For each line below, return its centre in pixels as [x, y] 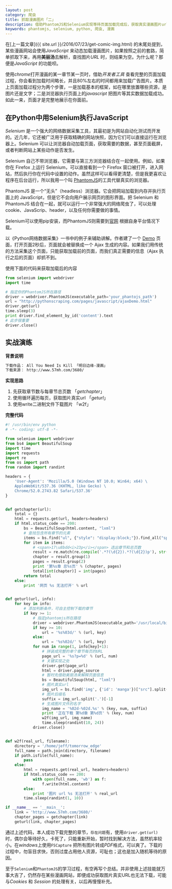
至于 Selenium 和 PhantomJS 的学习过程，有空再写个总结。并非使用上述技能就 [83, 869]
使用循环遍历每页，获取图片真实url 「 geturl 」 [60, 398]
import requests [23, 453]
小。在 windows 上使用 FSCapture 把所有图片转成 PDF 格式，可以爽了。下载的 [84, 845]
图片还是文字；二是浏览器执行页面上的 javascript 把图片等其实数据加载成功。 [86, 94]
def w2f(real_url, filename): [38, 741]
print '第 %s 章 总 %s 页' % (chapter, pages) [77, 566]
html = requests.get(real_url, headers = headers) [77, 770]
